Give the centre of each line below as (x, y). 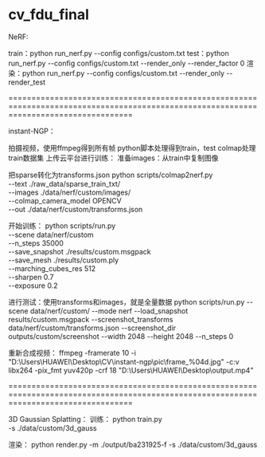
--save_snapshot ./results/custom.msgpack (80, 251)
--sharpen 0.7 (31, 277)
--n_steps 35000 (36, 243)
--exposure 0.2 (33, 286)
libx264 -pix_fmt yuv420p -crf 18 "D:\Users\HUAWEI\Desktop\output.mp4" (131, 370)
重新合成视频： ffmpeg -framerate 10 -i (72, 353)
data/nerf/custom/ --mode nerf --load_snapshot (109, 311)
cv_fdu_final (49, 15)
